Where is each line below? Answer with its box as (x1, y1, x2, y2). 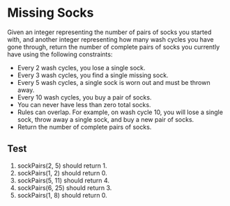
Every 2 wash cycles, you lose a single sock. (17, 63, 146, 72)
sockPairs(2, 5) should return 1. (17, 161, 107, 170)
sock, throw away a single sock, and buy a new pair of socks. (17, 115, 194, 123)
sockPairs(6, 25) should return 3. (17, 183, 112, 192)
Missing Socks (7, 5, 94, 21)
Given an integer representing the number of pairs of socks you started (7, 28, 212, 36)
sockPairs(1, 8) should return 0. (17, 191, 108, 199)
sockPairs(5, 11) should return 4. (17, 176, 110, 184)
